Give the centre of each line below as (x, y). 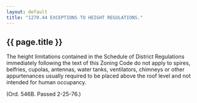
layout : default (27, 12)
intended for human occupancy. (46, 82)
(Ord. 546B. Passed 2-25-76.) (44, 94)
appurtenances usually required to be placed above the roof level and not (99, 76)
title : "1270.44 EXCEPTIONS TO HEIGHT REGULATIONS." (75, 18)
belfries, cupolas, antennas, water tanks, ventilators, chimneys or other (95, 70)
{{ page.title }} (34, 42)
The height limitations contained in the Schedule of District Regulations (95, 57)
